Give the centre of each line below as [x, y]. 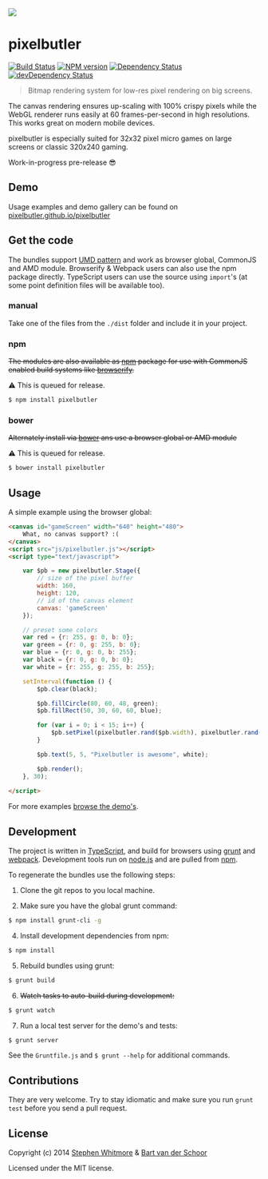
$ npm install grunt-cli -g [55, 921]
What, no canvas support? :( [71, 534]
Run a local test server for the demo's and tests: [99, 1026]
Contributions [43, 1080]
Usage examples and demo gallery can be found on [93, 206]
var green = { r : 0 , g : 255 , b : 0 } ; [82, 645]
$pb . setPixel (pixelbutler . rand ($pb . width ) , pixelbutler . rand [155, 733]
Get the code [41, 240]
